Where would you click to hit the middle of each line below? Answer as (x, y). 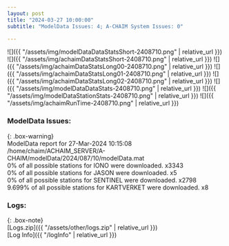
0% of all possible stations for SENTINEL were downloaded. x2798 (102, 180)
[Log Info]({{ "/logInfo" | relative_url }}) (62, 234)
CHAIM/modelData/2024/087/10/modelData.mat (76, 158)
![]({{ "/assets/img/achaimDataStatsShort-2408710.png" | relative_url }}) (110, 59)
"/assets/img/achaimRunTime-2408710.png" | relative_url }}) (93, 103)
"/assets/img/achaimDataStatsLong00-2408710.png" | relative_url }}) (114, 67)
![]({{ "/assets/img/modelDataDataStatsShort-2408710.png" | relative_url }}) (115, 52)
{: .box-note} (25, 220)
